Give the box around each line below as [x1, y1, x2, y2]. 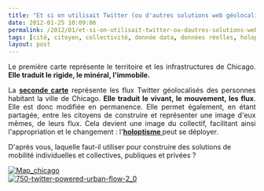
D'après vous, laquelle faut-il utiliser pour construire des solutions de [8, 142, 232, 152]
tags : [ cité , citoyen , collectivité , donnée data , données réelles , [8, 33, 237, 41]
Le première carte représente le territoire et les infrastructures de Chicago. [8, 62, 256, 71]
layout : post [8, 41, 51, 49]
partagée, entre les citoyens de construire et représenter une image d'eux [8, 110, 256, 120]
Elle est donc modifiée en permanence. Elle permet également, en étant [8, 103, 256, 112]
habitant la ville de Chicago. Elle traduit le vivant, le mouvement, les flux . [8, 94, 256, 103]
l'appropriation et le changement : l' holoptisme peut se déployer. [8, 127, 218, 137]
